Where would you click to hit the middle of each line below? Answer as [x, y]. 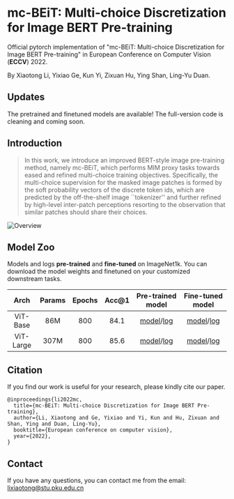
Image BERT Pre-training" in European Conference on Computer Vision [109, 54]
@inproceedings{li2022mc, [45, 400]
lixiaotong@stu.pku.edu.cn [46, 488]
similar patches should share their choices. [86, 212]
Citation [25, 370]
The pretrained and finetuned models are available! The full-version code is [116, 114]
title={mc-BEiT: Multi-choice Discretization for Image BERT [104, 406]
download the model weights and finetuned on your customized [99, 271]
